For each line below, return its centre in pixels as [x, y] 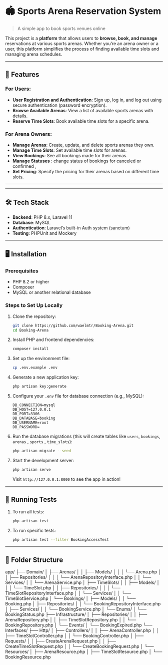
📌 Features [22, 75]
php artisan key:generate [39, 387]
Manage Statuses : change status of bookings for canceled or [77, 161]
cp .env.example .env [35, 368]
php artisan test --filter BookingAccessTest [60, 540]
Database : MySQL [31, 222]
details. [20, 116]
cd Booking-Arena [30, 330]
